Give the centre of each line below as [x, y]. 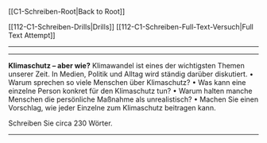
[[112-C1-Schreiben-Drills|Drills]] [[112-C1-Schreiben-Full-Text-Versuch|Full [131, 27]
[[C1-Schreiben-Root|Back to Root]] [67, 12]
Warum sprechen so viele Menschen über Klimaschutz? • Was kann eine [127, 82]
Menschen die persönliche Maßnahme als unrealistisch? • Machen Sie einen [133, 99]
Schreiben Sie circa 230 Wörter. [60, 123]
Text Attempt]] [32, 35]
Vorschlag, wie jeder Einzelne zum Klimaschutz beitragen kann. [112, 108]
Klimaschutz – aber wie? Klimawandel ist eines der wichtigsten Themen [126, 66]
